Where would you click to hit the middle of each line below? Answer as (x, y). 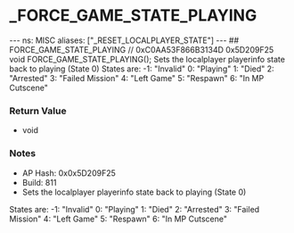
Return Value (38, 111)
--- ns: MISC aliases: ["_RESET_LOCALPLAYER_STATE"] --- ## (124, 40)
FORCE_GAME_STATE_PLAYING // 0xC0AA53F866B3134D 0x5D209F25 (142, 49)
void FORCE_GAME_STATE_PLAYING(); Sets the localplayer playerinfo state (147, 59)
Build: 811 (39, 182)
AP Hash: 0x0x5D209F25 (69, 173)
